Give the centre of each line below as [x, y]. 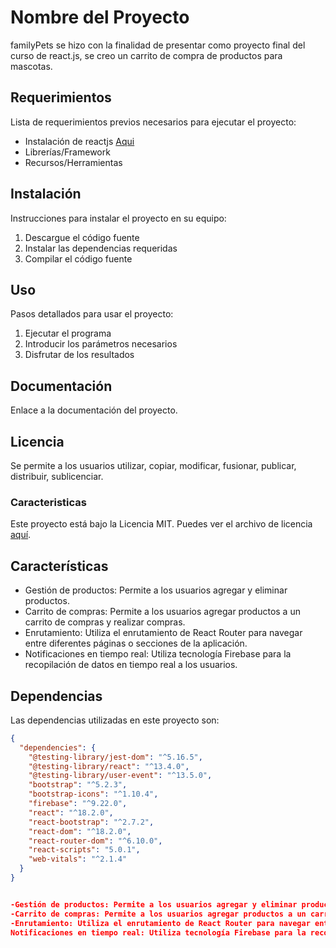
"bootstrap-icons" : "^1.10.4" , [93, 794]
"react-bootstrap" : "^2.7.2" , [91, 822]
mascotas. [31, 66]
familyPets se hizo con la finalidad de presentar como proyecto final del [158, 45]
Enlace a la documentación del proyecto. [94, 410]
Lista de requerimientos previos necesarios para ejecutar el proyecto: [153, 122]
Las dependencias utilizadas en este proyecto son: [115, 720]
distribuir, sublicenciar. [57, 476]
